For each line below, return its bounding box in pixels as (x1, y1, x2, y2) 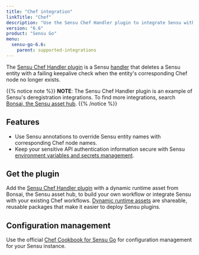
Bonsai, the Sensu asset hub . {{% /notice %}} (6, 100, 117, 107)
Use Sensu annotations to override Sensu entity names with (14, 133, 161, 140)
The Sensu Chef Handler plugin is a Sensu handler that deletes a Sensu (6, 63, 181, 70)
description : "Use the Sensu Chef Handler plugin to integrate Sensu (6, 20, 182, 25)
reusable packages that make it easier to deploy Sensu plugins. (6, 204, 161, 211)
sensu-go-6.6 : (11, 42, 46, 48)
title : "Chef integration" (6, 8, 73, 15)
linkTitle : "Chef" (6, 14, 52, 20)
